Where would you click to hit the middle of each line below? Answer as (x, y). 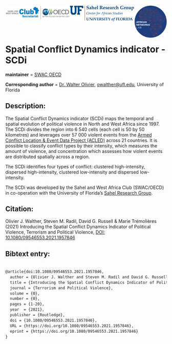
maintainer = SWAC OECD (34, 74)
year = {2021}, (27, 310)
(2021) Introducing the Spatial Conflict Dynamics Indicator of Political (78, 227)
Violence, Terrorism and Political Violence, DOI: (55, 232)
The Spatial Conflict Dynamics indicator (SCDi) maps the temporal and (80, 118)
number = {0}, (25, 299)
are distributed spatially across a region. (48, 157)
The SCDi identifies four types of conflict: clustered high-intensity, (75, 166)
